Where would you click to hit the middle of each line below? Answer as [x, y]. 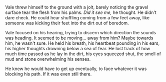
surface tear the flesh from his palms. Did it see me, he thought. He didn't [81, 12]
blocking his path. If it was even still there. [48, 74]
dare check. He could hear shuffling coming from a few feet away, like [77, 18]
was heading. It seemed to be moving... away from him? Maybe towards [79, 38]
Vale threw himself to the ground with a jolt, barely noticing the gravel [77, 7]
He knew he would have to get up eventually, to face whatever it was [76, 69]
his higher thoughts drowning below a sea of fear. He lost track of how [78, 48]
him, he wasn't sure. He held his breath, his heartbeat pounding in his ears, [82, 43]
